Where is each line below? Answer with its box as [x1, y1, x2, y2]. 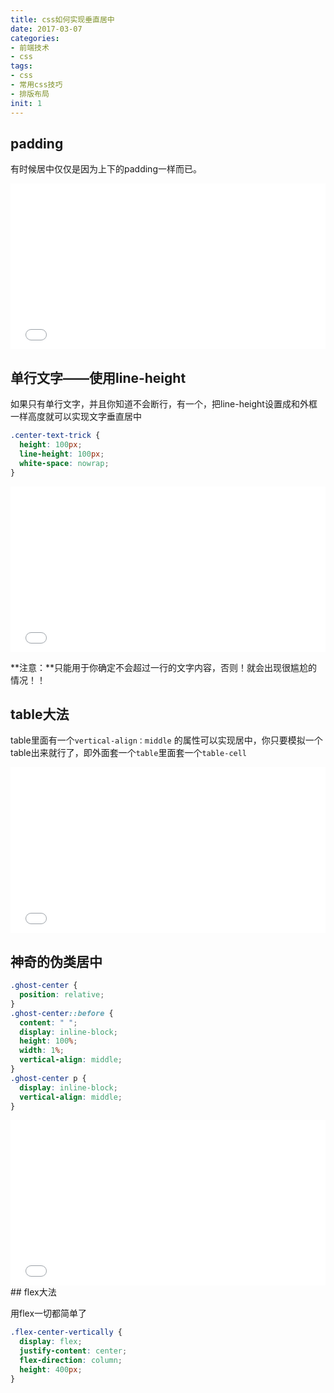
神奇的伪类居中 [10, 953, 103, 970]
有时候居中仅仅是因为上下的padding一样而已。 [10, 163, 202, 175]
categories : [10, 33, 60, 43]
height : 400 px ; [19, 1364, 83, 1375]
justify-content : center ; [19, 1346, 128, 1356]
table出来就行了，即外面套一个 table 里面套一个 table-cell [10, 747, 248, 759]
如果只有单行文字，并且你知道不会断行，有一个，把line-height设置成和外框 [10, 398, 318, 410]
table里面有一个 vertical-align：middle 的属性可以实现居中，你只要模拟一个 [10, 734, 323, 746]
